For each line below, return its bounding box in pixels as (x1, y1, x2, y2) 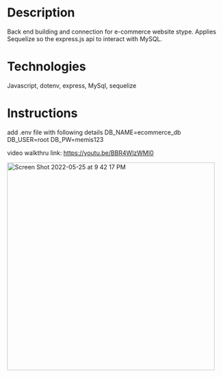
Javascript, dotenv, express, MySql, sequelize (7, 81, 137, 90)
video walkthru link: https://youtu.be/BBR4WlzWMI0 (7, 149, 154, 157)
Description (7, 5, 75, 21)
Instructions (7, 106, 78, 121)
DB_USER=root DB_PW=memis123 (7, 135, 104, 143)
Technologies (7, 59, 87, 75)
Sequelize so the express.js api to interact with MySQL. (7, 34, 163, 42)
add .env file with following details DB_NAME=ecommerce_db (7, 128, 181, 136)
